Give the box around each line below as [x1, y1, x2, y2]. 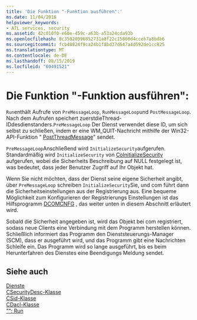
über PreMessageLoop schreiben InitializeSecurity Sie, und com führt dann [6, 181, 189, 189]
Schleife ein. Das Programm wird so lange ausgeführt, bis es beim [6, 243, 167, 250]
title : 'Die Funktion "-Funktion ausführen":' [6, 8, 123, 15]
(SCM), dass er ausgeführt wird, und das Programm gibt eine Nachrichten [6, 237, 186, 244]
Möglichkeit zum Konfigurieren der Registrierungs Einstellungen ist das [6, 194, 179, 201]
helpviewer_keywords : [6, 19, 60, 25]
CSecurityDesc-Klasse [6, 289, 61, 296]
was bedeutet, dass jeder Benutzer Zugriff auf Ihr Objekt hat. [6, 164, 155, 171]
